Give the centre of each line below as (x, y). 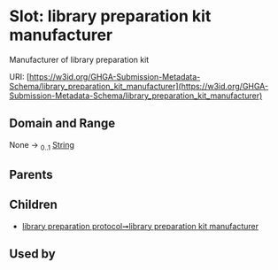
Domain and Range (62, 123)
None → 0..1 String (42, 146)
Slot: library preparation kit (110, 16)
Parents (31, 174)
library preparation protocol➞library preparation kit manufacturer (140, 226)
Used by (32, 254)
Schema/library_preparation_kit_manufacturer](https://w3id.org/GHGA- (139, 86)
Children (33, 205)
